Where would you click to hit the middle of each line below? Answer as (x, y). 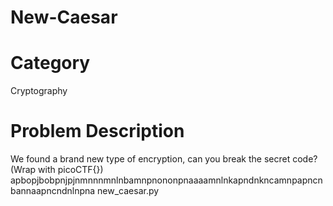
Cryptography (39, 91)
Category (50, 63)
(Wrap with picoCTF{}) (57, 170)
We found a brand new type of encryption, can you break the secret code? (164, 159)
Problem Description (97, 131)
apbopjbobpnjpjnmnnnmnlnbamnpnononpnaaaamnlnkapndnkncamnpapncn (166, 180)
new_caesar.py (128, 191)
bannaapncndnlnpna (53, 191)
